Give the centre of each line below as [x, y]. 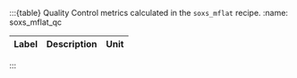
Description [72, 44]
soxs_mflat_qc [36, 22]
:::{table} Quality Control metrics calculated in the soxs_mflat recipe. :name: [149, 13]
